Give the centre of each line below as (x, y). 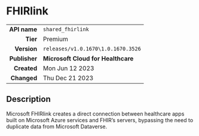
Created (26, 68)
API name (23, 29)
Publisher (23, 58)
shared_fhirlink (66, 29)
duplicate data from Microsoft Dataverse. (57, 126)
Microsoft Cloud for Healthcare (88, 58)
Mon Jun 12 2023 (68, 68)
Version (26, 49)
